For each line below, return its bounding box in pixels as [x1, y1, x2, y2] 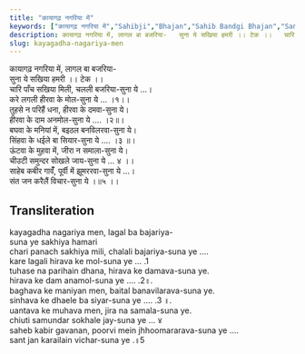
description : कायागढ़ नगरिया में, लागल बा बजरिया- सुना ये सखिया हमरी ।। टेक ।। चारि [9, 30, 295, 39]
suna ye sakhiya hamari [9, 237, 98, 248]
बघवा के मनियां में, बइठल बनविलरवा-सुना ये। [9, 124, 138, 136]
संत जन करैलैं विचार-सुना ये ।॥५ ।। [9, 176, 120, 187]
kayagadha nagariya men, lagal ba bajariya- [9, 227, 173, 238]
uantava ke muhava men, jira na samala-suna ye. [9, 305, 192, 316]
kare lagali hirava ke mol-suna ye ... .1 [9, 256, 150, 267]
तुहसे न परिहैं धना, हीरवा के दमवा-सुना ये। [9, 104, 130, 115]
